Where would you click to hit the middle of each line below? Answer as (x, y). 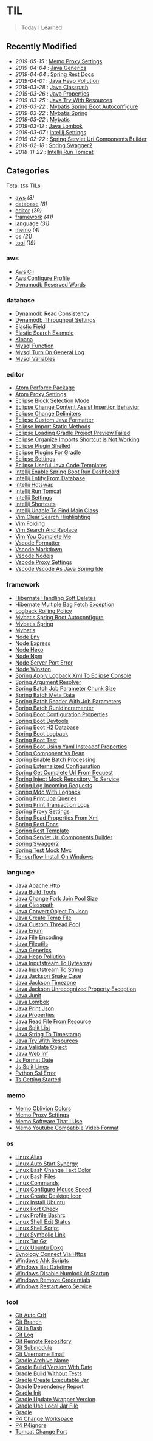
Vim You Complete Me (43, 537)
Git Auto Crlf (31, 1315)
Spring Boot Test (36, 740)
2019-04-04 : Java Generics (51, 68)
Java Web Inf (32, 1054)
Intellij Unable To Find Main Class (56, 511)
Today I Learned (42, 27)
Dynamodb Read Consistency (52, 313)
